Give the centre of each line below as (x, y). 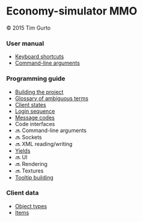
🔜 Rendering (31, 163)
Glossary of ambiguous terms (52, 98)
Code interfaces (35, 124)
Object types (31, 206)
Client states (30, 104)
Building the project (39, 92)
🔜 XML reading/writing (44, 144)
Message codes (35, 117)
